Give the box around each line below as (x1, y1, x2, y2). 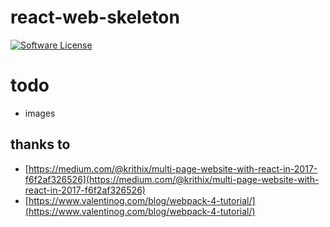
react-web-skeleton (10, 6, 180, 29)
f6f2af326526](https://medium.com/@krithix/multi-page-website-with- (24, 173, 320, 185)
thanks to (10, 136, 71, 153)
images (24, 107, 56, 119)
